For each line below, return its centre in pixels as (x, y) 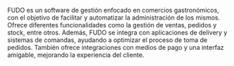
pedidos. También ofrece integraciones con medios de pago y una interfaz (116, 47)
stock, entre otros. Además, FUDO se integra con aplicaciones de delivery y (117, 32)
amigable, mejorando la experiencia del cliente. (76, 55)
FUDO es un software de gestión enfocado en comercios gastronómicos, (113, 10)
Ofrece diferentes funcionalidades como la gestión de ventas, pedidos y (112, 25)
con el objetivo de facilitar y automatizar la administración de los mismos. (114, 18)
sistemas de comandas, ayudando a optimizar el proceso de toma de (107, 40)
